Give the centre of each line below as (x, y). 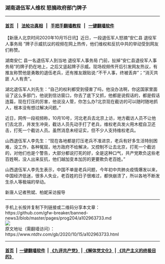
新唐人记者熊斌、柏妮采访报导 (35, 192)
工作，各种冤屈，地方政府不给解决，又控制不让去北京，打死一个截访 (87, 147)
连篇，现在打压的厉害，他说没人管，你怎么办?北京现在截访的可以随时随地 (79, 101)
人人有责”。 (22, 79)
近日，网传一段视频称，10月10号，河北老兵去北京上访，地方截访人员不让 (79, 118)
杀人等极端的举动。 (28, 182)
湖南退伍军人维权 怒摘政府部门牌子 (46, 7)
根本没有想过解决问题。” (37, 107)
